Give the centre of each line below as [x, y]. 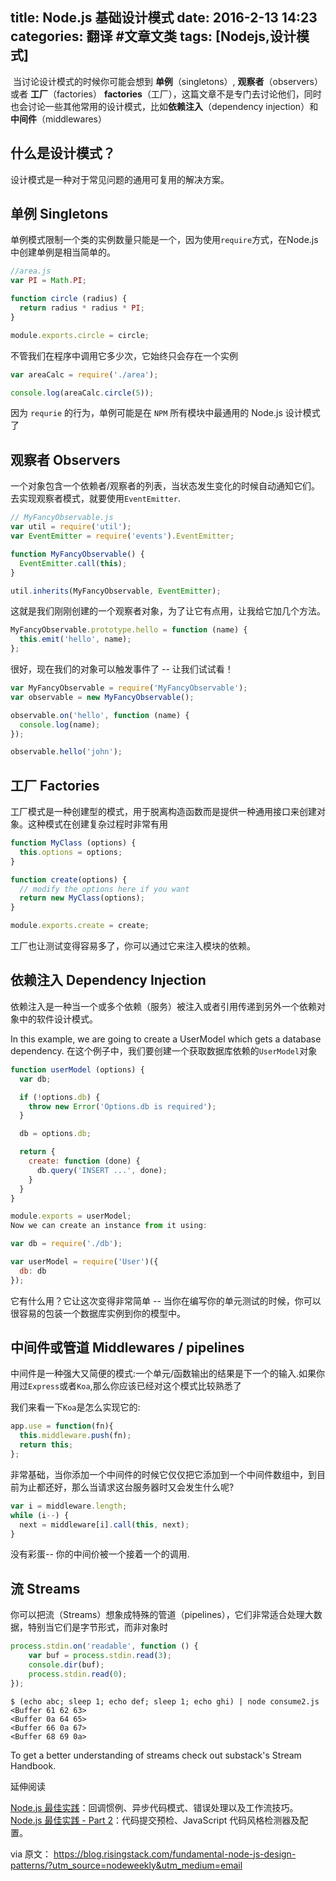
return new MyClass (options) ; [82, 898]
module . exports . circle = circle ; [80, 335]
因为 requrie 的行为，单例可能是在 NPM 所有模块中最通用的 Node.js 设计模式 [165, 413]
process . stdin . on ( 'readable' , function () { [104, 1646]
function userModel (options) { [77, 1069]
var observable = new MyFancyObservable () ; [102, 697]
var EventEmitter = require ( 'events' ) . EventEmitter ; [122, 536]
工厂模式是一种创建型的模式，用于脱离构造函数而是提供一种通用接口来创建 [163, 812]
